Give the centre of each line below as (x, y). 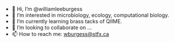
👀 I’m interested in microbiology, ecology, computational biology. (90, 15)
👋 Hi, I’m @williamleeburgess (47, 9)
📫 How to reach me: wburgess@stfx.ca (60, 34)
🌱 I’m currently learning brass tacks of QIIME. (67, 21)
